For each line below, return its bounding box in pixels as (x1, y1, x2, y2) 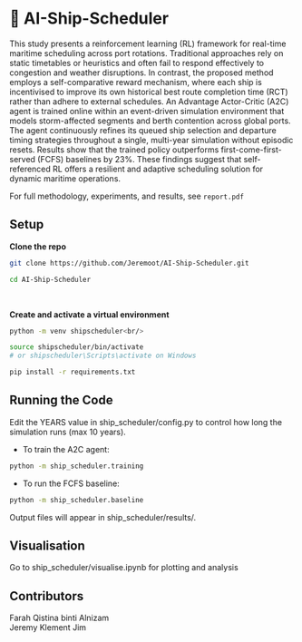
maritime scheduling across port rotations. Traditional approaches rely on (9, 47, 284, 58)
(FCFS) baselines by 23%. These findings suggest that (37, 153, 242, 164)
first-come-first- (220, 144, 283, 155)
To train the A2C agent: (22, 443, 111, 454)
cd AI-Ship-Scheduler (9, 275, 92, 284)
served (9, 153, 36, 164)
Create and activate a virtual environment (9, 308, 170, 320)
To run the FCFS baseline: (22, 478, 120, 489)
